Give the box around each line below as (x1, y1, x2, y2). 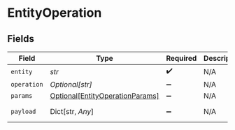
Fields (7, 33, 35, 45)
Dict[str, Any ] (50, 107, 94, 116)
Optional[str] (50, 80, 92, 89)
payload (10, 108, 36, 115)
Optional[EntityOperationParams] (50, 91, 159, 101)
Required (166, 54, 197, 63)
